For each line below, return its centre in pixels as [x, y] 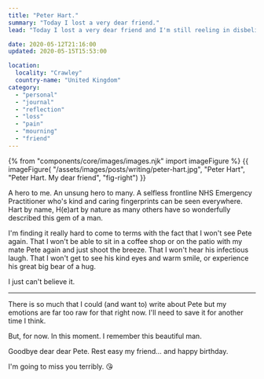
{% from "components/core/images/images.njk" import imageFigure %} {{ [128, 161]
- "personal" [37, 95]
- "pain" [29, 124]
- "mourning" [37, 131]
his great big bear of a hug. [52, 266]
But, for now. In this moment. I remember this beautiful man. [105, 336]
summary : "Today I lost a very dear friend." [84, 23]
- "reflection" [40, 109]
